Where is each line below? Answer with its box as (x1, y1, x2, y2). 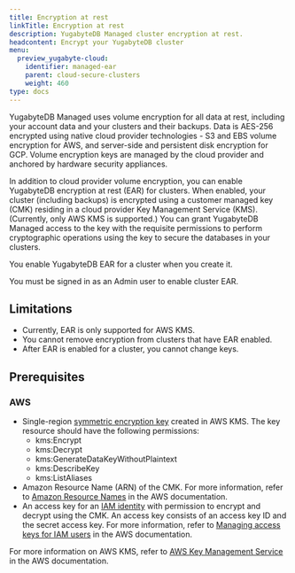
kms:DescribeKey (35, 463, 100, 474)
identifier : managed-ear (25, 63, 117, 72)
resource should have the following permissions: (21, 426, 199, 436)
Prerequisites (9, 369, 85, 384)
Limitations (9, 301, 73, 316)
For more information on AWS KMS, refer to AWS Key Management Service (9, 546, 283, 556)
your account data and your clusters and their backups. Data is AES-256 (9, 120, 274, 131)
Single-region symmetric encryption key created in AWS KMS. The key (21, 416, 281, 426)
